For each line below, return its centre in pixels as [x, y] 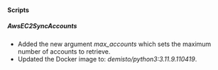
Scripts [18, 10]
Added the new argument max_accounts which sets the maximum [114, 44]
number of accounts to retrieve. [64, 51]
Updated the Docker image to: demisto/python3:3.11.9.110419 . [107, 59]
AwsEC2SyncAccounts [42, 26]
